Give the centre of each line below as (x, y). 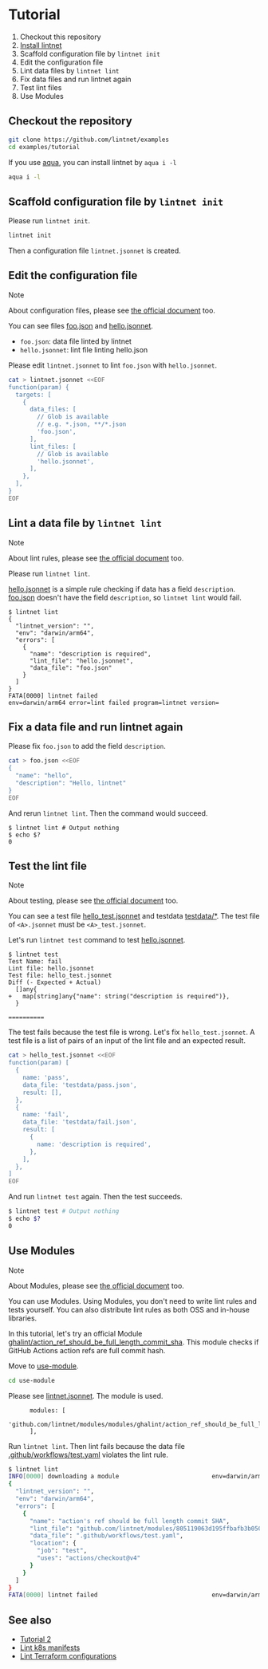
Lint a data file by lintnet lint (85, 524)
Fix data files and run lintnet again (75, 79)
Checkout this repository (60, 37)
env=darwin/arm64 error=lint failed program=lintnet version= (114, 703)
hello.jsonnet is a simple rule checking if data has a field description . (122, 588)
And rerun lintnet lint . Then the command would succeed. (108, 813)
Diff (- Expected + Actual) (55, 982)
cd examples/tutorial (44, 147)
